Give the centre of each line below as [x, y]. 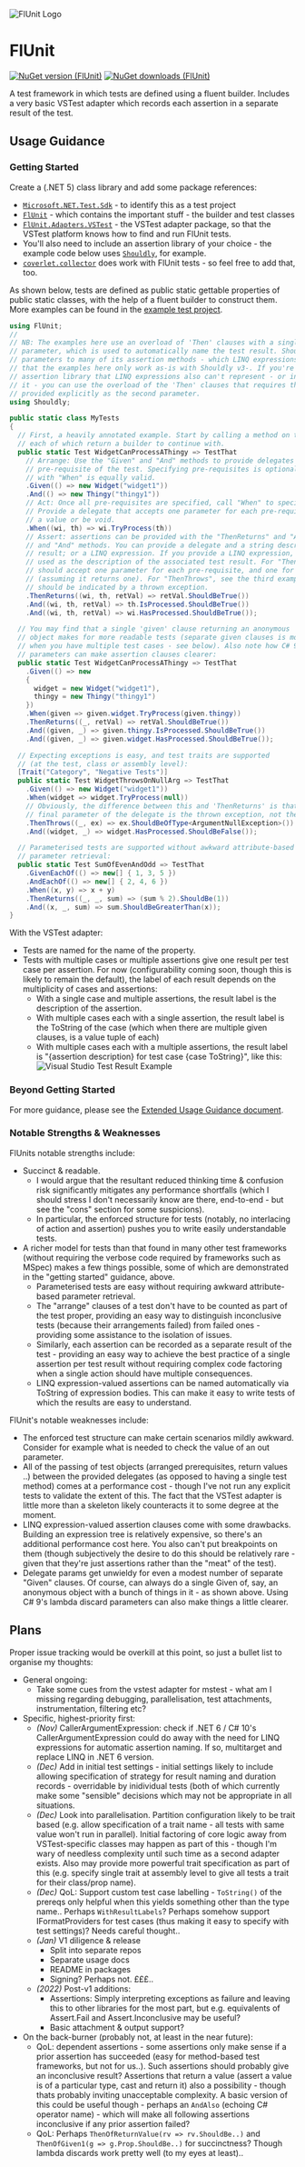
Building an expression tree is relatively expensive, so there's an [143, 1534]
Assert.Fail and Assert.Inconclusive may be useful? [145, 2017]
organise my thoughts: [51, 1662]
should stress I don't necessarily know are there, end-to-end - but [160, 1199]
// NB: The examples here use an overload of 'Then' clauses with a [142, 343]
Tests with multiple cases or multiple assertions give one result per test [155, 960]
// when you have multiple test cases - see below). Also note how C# [154, 646]
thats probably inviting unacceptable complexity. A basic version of [162, 2094]
